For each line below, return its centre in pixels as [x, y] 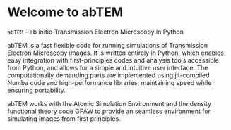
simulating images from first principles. [64, 118]
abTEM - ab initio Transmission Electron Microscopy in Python [95, 32]
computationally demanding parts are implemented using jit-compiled [108, 75]
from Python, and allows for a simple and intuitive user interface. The [108, 67]
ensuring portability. [36, 90]
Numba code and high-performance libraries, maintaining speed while [109, 82]
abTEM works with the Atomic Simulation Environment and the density [109, 103]
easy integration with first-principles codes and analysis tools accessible [113, 60]
